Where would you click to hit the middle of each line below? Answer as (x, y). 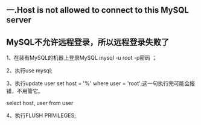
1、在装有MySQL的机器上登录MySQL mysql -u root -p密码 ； (82, 58)
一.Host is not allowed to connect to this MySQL (97, 10)
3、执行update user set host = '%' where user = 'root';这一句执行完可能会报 (101, 83)
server (19, 20)
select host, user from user (40, 103)
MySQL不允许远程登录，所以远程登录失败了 (88, 42)
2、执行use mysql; (29, 71)
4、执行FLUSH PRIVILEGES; (41, 115)
